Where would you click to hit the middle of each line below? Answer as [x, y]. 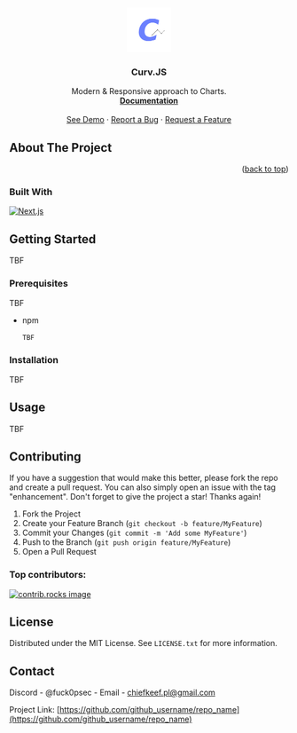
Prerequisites [39, 284]
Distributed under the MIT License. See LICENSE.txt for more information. [143, 643]
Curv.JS [149, 72]
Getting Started [53, 239]
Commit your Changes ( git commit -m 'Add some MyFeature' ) [134, 533]
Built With [31, 192]
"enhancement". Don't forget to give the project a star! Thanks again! [135, 497]
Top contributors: [48, 575]
